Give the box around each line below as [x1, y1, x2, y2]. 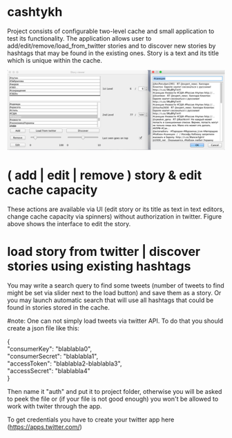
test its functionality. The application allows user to [7, 34, 152, 42]
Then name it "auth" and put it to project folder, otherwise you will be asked [7, 387, 222, 395]
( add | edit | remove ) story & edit [7, 168, 202, 183]
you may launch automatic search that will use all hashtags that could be [7, 296, 214, 304]
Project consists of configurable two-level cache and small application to [7, 27, 215, 35]
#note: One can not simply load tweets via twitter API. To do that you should [7, 317, 224, 325]
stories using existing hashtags [7, 259, 191, 275]
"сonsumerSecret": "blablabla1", [7, 352, 99, 360]
